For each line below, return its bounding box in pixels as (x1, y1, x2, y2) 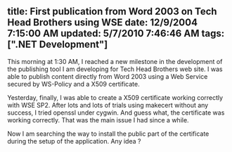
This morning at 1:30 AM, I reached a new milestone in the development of (7, 57, 223, 65)
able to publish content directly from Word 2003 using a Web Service (7, 72, 208, 80)
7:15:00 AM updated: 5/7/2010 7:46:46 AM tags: (7, 27, 225, 39)
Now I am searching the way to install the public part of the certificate (7, 129, 210, 138)
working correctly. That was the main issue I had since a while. (7, 115, 189, 124)
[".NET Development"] (7, 39, 108, 51)
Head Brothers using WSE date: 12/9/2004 (7, 17, 198, 29)
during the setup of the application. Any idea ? (7, 137, 141, 145)
